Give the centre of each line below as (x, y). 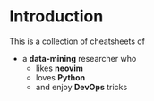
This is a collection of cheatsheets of (77, 41)
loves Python (60, 77)
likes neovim (59, 68)
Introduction (56, 17)
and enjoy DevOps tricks (81, 87)
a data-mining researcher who (79, 58)
